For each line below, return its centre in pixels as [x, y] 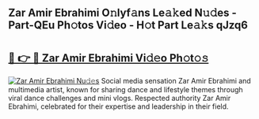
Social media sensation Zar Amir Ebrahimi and [176, 81]
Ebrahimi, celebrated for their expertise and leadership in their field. [118, 106]
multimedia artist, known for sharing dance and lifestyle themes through [126, 89]
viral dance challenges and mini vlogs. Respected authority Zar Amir [120, 98]
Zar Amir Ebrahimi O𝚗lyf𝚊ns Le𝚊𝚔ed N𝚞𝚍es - [122, 13]
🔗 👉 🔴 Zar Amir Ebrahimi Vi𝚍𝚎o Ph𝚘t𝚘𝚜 [109, 58]
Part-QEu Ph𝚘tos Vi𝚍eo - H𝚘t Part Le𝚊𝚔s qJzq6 [128, 26]
